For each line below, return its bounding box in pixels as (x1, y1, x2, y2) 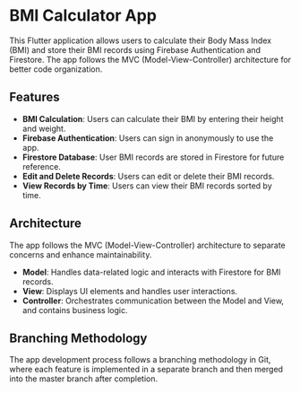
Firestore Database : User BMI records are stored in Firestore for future (21, 152, 285, 162)
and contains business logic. (21, 304, 128, 315)
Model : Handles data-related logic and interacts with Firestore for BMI (21, 266, 281, 277)
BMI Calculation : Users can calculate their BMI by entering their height (21, 113, 284, 124)
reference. (21, 161, 61, 171)
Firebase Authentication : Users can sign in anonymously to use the (21, 132, 274, 144)
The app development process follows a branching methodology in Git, (9, 354, 271, 365)
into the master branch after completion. (9, 373, 159, 384)
